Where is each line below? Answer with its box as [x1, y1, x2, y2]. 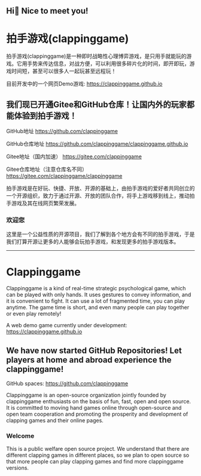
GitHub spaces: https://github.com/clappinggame [6, 380, 129, 387]
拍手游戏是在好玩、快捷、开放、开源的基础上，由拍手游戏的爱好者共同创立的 [6, 185, 195, 192]
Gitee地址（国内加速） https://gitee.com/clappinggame [6, 153, 142, 160]
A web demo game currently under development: [6, 322, 127, 329]
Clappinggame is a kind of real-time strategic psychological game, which [6, 285, 187, 292]
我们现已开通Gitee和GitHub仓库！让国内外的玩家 [6, 99, 187, 109]
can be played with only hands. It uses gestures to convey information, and [6, 291, 191, 299]
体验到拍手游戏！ [14, 110, 77, 121]
